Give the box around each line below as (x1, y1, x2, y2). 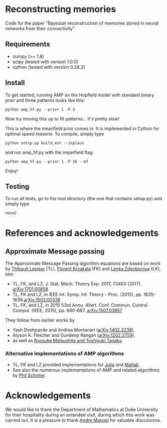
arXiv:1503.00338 (24, 297, 61, 303)
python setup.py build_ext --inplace (5, 140, 84, 146)
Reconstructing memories (5, 4, 116, 15)
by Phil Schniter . (12, 372, 46, 378)
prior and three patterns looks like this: (5, 97, 85, 103)
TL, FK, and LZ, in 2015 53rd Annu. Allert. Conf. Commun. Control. (12, 302, 149, 308)
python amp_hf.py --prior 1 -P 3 (5, 107, 75, 112)
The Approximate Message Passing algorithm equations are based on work (5, 260, 160, 266)
